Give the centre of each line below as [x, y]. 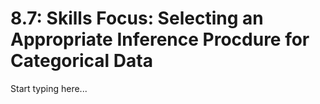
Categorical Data [81, 61]
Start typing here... [49, 88]
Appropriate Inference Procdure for [160, 39]
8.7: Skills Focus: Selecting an [137, 18]
